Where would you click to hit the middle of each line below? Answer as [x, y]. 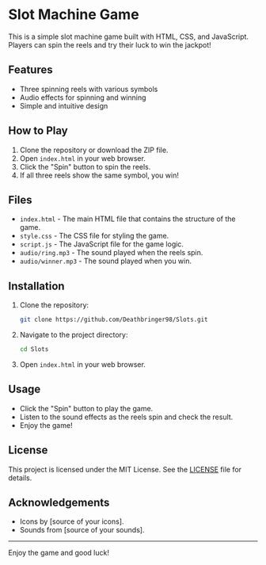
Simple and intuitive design [64, 105]
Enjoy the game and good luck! [59, 553]
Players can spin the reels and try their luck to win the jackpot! [110, 44]
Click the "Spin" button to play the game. [86, 408]
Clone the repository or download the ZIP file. [94, 150]
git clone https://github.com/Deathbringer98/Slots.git [114, 320]
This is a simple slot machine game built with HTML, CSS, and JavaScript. [129, 36]
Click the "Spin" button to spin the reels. [85, 166]
